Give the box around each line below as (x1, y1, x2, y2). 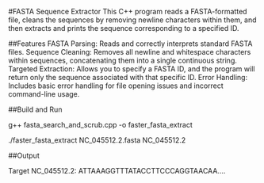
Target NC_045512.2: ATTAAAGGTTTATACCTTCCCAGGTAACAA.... (8, 166, 226, 175)
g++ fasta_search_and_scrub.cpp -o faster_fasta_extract (8, 120, 193, 129)
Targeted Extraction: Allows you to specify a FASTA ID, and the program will (8, 64, 255, 74)
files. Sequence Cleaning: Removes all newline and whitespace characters (8, 48, 251, 56)
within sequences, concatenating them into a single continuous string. (8, 55, 238, 65)
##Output (8, 151, 40, 160)
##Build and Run (8, 105, 63, 114)
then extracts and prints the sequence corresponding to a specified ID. (8, 24, 239, 32)
